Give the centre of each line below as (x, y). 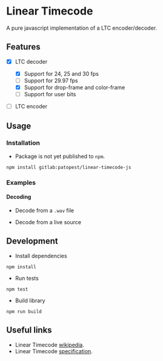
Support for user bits (50, 94)
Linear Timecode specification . (54, 351)
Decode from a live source (48, 222)
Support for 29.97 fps (51, 81)
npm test (17, 289)
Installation (23, 143)
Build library (30, 300)
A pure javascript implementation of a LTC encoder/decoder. (82, 28)
